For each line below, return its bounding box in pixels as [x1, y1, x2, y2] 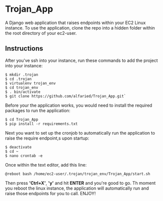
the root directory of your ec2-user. [5, 30, 77, 36]
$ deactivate [5, 144, 32, 149]
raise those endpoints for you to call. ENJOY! [5, 190, 96, 196]
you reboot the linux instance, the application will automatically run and [5, 185, 149, 191]
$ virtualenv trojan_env [5, 81, 56, 86]
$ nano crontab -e [5, 153, 43, 158]
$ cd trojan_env [5, 85, 38, 90]
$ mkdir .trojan [5, 72, 38, 77]
